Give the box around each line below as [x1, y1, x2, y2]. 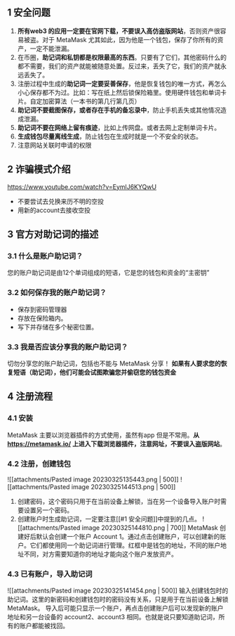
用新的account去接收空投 [17, 206, 91, 214]
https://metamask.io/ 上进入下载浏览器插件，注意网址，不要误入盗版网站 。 [7, 439, 227, 448]
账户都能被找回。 [19, 621, 69, 630]
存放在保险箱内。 [17, 313, 67, 322]
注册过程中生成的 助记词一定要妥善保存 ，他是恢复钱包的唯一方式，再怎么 [17, 79, 227, 88]
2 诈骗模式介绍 [7, 164, 72, 176]
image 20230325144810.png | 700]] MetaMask [81, 523, 219, 532]
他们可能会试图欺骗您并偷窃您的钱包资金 [59, 368, 177, 376]
